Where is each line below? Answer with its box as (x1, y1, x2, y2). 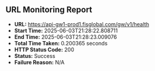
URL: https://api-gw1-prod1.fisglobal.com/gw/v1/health (14, 20, 150, 27)
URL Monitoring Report (5, 5, 93, 15)
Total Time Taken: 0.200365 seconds (14, 39, 108, 47)
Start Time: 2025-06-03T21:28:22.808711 (14, 27, 118, 34)
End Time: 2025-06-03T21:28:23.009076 (14, 33, 117, 41)
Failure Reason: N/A (14, 58, 65, 66)
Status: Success (14, 52, 55, 59)
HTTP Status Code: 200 (14, 46, 75, 53)
